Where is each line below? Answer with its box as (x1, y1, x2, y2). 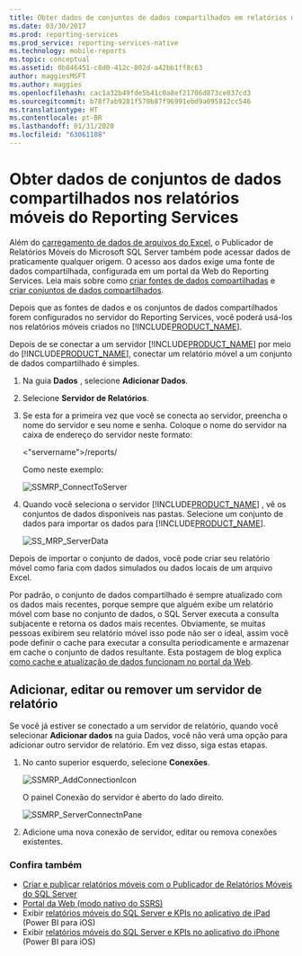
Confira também (9, 858, 83, 871)
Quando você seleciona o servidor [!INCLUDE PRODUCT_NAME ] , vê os (22, 498, 287, 509)
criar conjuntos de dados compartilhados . (9, 284, 164, 295)
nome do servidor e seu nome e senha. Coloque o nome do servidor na (22, 419, 288, 430)
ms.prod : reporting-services (9, 30, 119, 39)
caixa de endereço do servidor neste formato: (22, 429, 193, 440)
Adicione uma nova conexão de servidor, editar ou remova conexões (22, 826, 277, 837)
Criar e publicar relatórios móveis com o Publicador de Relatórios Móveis (22, 879, 293, 889)
